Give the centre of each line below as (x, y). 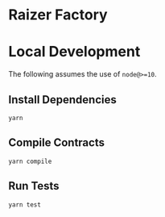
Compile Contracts (56, 143)
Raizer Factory (58, 15)
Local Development (74, 52)
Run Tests (34, 186)
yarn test (25, 204)
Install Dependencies (62, 100)
